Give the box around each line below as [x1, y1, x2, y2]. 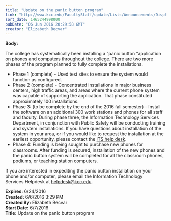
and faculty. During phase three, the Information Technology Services [12, 114, 159, 120]
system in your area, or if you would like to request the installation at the [12, 131, 164, 137]
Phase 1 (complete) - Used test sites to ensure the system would [12, 71, 148, 77]
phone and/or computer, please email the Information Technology [5, 173, 143, 179]
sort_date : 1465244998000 [5, 17, 60, 22]
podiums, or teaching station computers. [12, 158, 98, 164]
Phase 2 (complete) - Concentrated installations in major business [12, 82, 152, 88]
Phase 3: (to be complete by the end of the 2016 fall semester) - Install [12, 104, 161, 110]
